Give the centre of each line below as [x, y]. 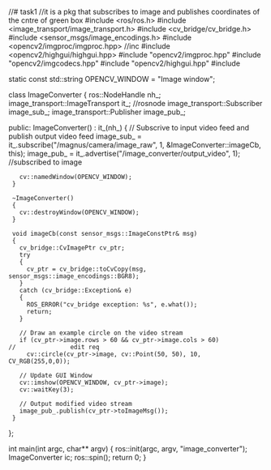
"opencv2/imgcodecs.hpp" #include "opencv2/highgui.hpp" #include [125, 63]
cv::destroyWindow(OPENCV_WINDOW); [79, 212]
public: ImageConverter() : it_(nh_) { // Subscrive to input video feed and [129, 128]
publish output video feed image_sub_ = [75, 136]
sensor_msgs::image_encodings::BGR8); [74, 276]
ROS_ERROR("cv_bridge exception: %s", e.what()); [112, 305]
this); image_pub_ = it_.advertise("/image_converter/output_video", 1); [125, 154]
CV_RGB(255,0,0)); [39, 361]
